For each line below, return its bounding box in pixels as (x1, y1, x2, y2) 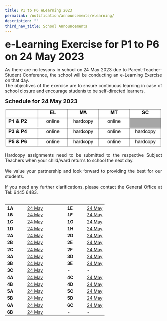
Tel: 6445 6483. (5, 189, 38, 195)
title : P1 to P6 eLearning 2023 (5, 8, 72, 13)
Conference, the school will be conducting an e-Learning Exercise (22, 72, 162, 78)
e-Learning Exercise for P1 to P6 (5, 38, 159, 51)
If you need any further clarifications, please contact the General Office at (5, 184, 162, 190)
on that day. (5, 77, 30, 83)
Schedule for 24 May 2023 (5, 98, 78, 105)
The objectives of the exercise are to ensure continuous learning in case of (5, 83, 162, 89)
